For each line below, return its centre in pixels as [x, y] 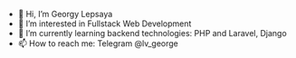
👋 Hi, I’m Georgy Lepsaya [65, 14]
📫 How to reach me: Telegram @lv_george [98, 43]
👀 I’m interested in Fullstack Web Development [105, 24]
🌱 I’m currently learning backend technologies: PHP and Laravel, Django [152, 33]
